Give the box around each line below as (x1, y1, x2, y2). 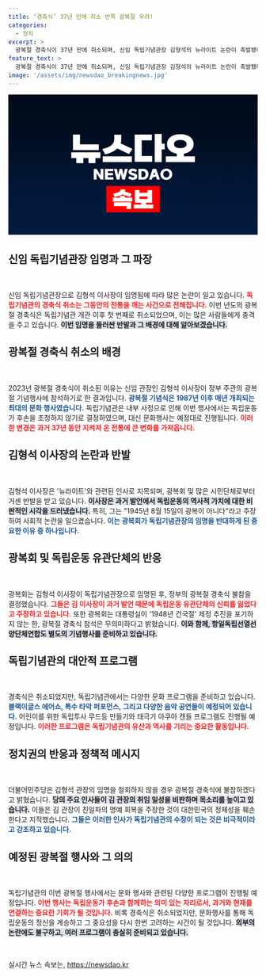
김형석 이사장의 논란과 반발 (8, 448, 131, 462)
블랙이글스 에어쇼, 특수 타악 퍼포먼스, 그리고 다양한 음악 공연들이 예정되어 (8, 702, 232, 712)
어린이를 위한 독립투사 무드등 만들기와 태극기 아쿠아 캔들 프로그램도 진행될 (18, 712, 247, 721)
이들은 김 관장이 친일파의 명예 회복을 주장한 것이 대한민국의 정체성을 (31, 805, 241, 815)
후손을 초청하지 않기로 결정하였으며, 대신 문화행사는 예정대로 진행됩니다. (16, 413, 239, 422)
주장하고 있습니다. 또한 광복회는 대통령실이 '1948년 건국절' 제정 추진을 (16, 609, 233, 618)
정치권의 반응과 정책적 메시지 (8, 747, 141, 761)
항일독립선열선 (211, 619, 257, 628)
